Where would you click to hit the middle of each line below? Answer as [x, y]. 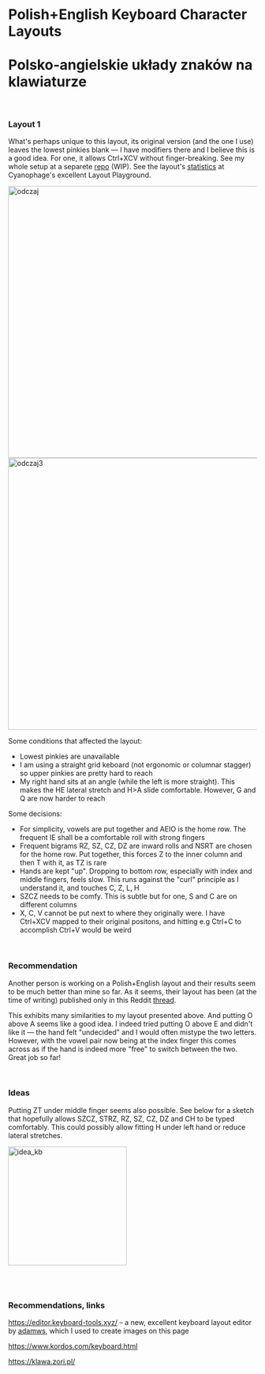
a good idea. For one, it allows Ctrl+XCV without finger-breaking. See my [127, 158]
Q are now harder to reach [62, 799]
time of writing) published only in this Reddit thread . [92, 1000]
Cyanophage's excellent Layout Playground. [80, 175]
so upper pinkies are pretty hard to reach [86, 774]
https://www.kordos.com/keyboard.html [73, 1346]
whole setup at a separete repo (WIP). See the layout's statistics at [116, 167]
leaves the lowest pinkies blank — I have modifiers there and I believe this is [131, 150]
